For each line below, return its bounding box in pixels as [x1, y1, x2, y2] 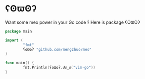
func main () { [5, 60, 35, 66]
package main [5, 29, 32, 34]
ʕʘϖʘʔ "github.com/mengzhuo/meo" [23, 47, 92, 52]
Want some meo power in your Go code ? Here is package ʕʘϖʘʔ [5, 19, 140, 25]
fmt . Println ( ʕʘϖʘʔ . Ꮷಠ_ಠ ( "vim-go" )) [23, 65, 96, 70]
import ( [5, 38, 23, 42]
